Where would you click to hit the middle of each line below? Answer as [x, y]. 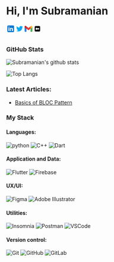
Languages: [21, 132]
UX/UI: [15, 186]
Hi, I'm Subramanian [57, 11]
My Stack [20, 118]
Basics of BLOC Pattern [43, 102]
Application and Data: [34, 159]
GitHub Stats [25, 49]
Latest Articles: [29, 90]
